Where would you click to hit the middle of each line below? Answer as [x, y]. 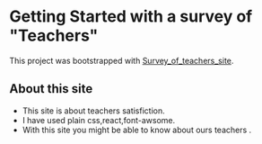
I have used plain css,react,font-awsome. [99, 120]
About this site [51, 89]
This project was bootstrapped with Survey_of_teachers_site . [122, 60]
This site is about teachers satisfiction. [93, 111]
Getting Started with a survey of [131, 17]
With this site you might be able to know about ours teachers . [137, 130]
